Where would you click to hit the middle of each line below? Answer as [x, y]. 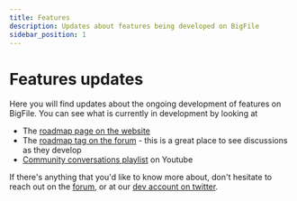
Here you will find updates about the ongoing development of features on [145, 104]
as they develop [52, 151]
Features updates [76, 79]
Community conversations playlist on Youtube [108, 160]
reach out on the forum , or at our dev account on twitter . [114, 187]
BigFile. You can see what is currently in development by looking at [134, 114]
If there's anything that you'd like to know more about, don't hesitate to [141, 178]
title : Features [40, 18]
